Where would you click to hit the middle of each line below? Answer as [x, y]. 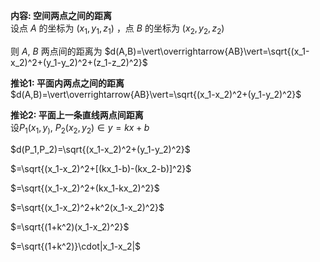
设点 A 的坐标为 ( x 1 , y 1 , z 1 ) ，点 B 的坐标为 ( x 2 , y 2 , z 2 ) [117, 29]
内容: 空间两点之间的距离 [61, 15]
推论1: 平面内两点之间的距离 [67, 83]
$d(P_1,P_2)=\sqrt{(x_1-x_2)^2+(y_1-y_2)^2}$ [100, 149]
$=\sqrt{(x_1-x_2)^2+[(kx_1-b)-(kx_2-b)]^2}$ [101, 168]
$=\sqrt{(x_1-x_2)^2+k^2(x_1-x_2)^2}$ [87, 207]
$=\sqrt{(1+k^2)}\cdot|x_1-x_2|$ [76, 246]
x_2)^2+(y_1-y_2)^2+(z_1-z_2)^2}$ [79, 62]
